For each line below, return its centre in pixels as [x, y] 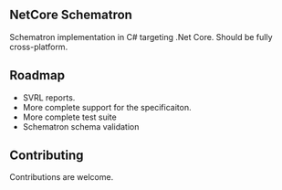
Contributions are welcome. [62, 177]
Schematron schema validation [81, 126]
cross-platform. [39, 47]
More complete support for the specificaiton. [107, 107]
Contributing [47, 156]
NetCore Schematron [71, 15]
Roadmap [37, 75]
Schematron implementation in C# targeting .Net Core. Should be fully [141, 37]
